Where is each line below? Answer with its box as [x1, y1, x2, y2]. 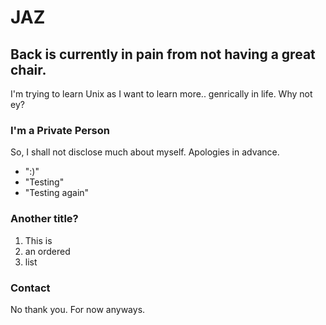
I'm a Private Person [10, 123, 110, 137]
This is [24, 234, 53, 246]
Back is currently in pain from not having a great [10, 46, 316, 63]
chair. [10, 61, 47, 78]
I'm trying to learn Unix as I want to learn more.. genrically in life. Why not [10, 88, 313, 100]
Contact [10, 281, 51, 295]
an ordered [24, 245, 71, 257]
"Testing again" [24, 187, 90, 199]
